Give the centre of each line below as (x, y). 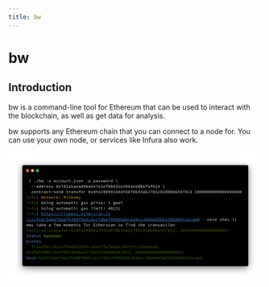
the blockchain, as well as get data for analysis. (87, 115)
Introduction (40, 87)
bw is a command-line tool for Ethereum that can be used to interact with (130, 107)
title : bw (25, 17)
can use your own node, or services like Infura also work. (103, 139)
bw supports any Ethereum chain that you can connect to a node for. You (130, 131)
